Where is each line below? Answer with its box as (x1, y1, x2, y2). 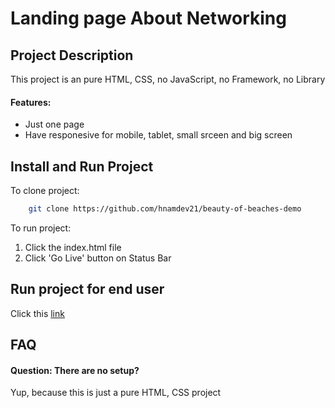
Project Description (10, 47, 134, 64)
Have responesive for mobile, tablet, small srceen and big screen (24, 129, 293, 141)
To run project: (10, 222, 72, 234)
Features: (10, 96, 52, 108)
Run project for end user (10, 281, 165, 298)
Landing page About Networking (10, 7, 287, 30)
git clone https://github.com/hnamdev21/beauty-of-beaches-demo (28, 204, 302, 214)
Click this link (10, 307, 65, 319)
